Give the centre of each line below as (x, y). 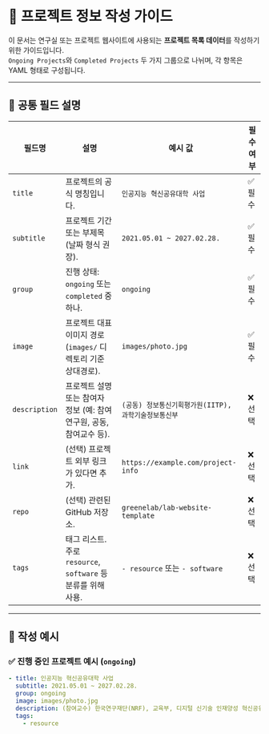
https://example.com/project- (179, 462)
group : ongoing (41, 694)
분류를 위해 (85, 585)
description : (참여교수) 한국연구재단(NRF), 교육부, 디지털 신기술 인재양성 (127, 708)
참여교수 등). (88, 434)
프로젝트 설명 (88, 385)
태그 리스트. (86, 539)
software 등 (86, 573)
